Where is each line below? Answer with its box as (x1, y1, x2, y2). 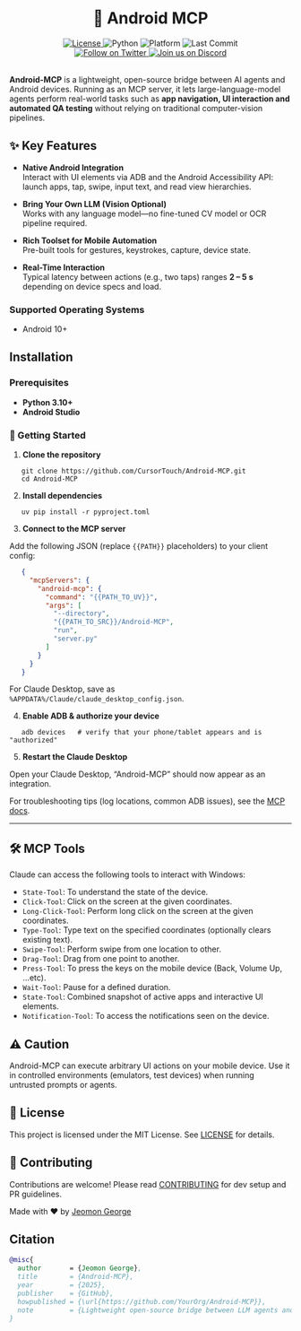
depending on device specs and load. (21, 281, 162, 291)
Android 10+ (21, 324, 68, 335)
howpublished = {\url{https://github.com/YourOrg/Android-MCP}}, (17, 1297, 267, 1306)
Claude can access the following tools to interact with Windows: (9, 869, 246, 880)
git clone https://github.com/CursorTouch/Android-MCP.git (21, 466, 246, 476)
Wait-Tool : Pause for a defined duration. (21, 982, 171, 993)
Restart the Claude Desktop (21, 752, 128, 762)
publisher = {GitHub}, (17, 1289, 115, 1298)
